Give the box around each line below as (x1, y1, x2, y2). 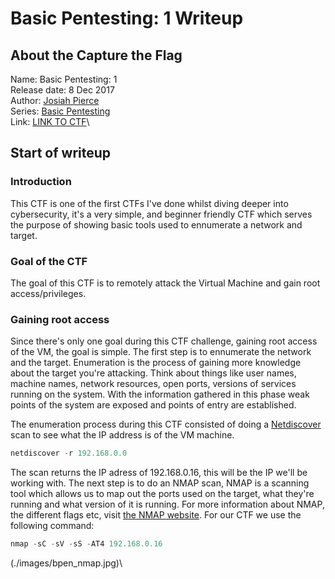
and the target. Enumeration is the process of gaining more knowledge (10, 357, 302, 369)
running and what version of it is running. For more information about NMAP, (10, 498, 325, 511)
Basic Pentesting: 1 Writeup (10, 7, 244, 30)
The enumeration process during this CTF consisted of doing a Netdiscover (10, 418, 322, 431)
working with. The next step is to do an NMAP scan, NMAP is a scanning (10, 477, 310, 489)
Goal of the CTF (10, 254, 88, 268)
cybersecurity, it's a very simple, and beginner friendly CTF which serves (10, 208, 313, 220)
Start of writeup (10, 145, 112, 162)
